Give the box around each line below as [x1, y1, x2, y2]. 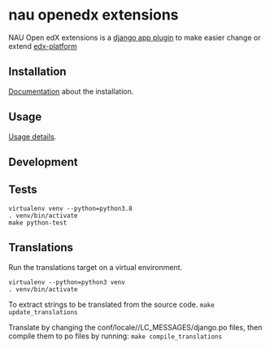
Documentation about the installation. [8, 86, 134, 96]
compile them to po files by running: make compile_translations [8, 331, 222, 341]
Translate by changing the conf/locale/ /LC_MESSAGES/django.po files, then [8, 322, 263, 332]
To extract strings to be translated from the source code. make [8, 299, 216, 309]
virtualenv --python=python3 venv [8, 278, 126, 286]
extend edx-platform [8, 41, 77, 50]
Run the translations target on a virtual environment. [8, 262, 183, 272]
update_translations [8, 308, 79, 316]
